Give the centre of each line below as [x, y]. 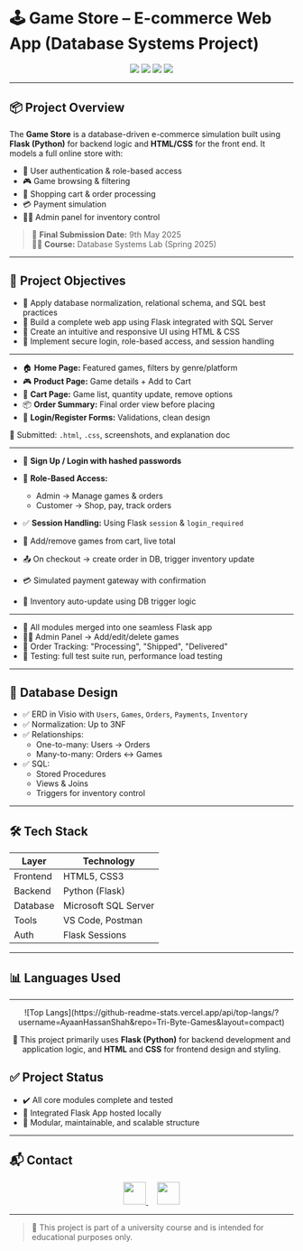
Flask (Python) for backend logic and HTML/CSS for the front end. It [138, 144]
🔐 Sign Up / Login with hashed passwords [102, 460]
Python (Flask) [94, 891]
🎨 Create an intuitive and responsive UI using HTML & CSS [131, 331]
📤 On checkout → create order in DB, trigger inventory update [138, 559]
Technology [109, 861]
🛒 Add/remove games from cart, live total [99, 541]
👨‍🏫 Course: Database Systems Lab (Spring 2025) [124, 244]
